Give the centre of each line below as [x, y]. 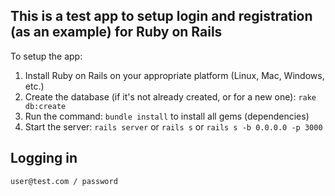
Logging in [44, 158]
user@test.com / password [64, 181]
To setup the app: [46, 56]
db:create [45, 106]
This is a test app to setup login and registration [161, 16]
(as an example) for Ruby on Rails [116, 32]
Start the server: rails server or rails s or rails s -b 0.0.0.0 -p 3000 [173, 126]
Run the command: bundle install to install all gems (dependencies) [167, 116]
